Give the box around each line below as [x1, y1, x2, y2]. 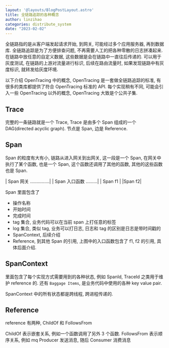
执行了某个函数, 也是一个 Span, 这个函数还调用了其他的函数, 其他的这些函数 [5, 161, 163, 167]
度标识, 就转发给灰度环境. [5, 67, 58, 73]
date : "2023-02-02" [5, 26, 47, 32]
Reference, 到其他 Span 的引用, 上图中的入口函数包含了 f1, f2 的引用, [12, 238, 156, 244]
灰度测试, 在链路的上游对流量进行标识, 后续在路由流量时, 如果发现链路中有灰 [5, 60, 164, 66]
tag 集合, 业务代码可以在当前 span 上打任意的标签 [12, 219, 116, 225]
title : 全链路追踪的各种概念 [5, 12, 59, 17]
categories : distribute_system [5, 21, 72, 27]
